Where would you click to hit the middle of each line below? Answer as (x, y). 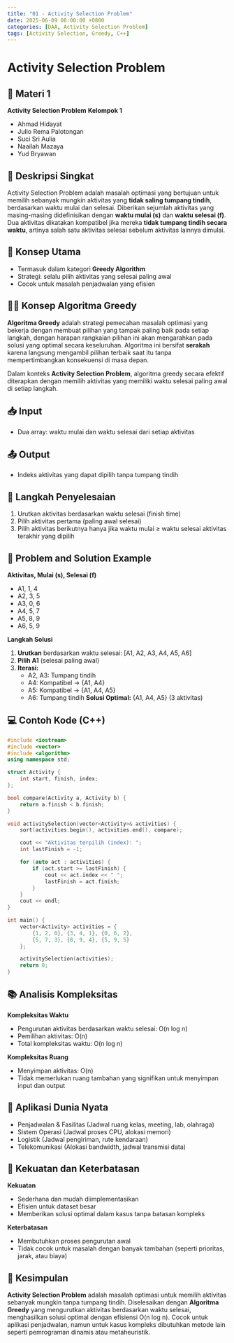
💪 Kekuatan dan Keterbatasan (73, 1169)
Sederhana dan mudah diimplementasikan (78, 1199)
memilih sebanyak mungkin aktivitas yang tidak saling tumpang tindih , (109, 200)
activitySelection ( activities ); (67, 959)
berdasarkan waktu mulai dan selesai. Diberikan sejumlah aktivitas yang (111, 208)
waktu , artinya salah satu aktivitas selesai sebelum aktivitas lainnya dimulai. (116, 230)
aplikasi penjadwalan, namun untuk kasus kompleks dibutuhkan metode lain (116, 1325)
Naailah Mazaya (41, 146)
